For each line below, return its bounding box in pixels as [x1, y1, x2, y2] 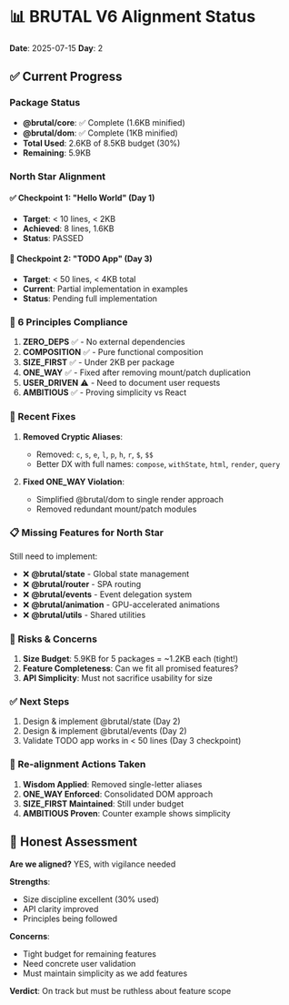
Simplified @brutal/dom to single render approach [35, 493, 224, 504]
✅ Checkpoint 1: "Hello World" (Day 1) [9, 192, 155, 204]
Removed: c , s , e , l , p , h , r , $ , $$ [35, 449, 154, 460]
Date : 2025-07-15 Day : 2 [9, 42, 104, 54]
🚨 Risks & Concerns [9, 633, 98, 645]
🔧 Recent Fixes [9, 411, 76, 423]
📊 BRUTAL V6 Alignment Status [9, 6, 256, 27]
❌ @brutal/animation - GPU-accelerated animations [22, 599, 221, 610]
